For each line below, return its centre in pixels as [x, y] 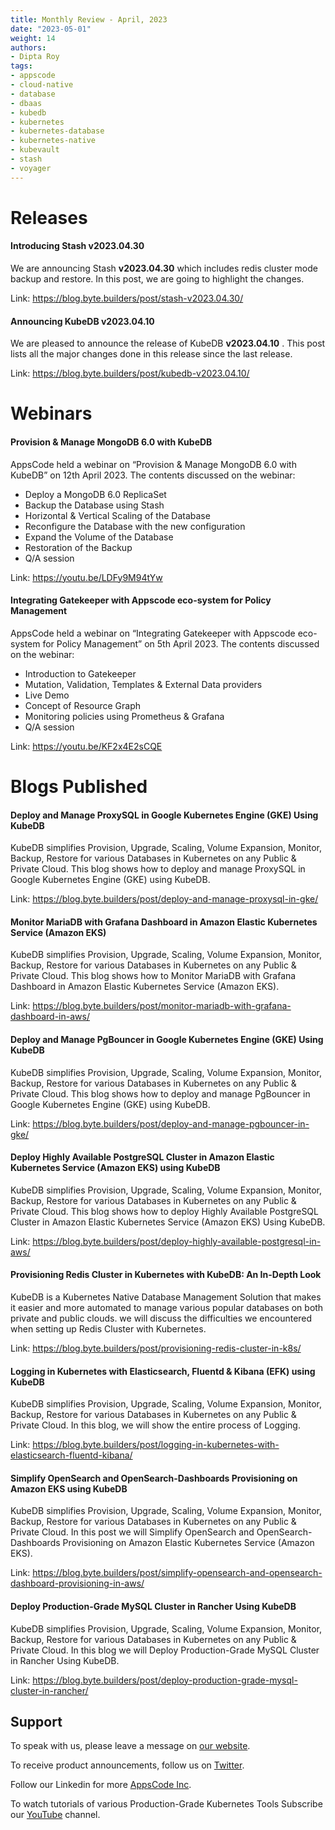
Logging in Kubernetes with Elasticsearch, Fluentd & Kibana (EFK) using [163, 1371]
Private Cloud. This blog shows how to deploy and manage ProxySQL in [158, 869]
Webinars [51, 413]
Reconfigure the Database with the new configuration [135, 526]
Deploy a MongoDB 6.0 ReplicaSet [95, 494]
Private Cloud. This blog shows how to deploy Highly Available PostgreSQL [164, 1211]
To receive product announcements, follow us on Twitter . [127, 1765]
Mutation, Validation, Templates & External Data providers [143, 684]
